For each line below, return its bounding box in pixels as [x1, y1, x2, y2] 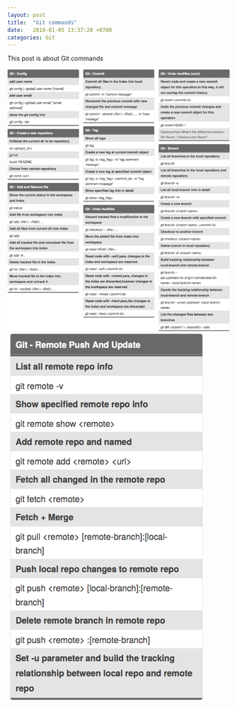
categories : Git [7, 34, 55, 41]
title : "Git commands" [7, 18, 78, 26]
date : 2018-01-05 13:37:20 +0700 [7, 26, 112, 33]
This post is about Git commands [7, 54, 104, 63]
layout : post [7, 11, 46, 18]
